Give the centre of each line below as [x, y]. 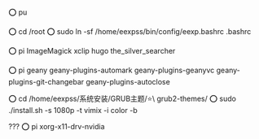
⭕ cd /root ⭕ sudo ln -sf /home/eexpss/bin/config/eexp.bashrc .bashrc [130, 31]
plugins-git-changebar [46, 82]
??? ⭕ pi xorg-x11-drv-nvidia [57, 126]
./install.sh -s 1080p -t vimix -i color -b [73, 110]
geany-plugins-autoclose [128, 82]
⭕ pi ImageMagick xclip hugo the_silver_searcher [92, 51]
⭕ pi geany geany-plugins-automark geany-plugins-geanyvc [112, 70]
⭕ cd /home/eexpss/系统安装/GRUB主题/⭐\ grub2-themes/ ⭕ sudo [122, 98]
